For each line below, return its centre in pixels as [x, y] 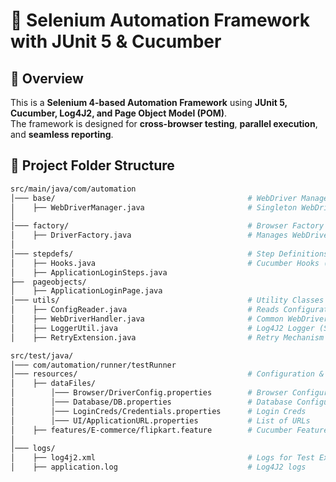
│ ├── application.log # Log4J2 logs [158, 467]
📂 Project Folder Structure [92, 165]
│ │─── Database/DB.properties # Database [151, 402]
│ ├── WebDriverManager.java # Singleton [154, 207]
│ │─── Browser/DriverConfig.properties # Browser [149, 393]
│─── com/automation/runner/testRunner [93, 365]
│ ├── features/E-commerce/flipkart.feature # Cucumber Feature [169, 430]
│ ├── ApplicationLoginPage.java [86, 291]
